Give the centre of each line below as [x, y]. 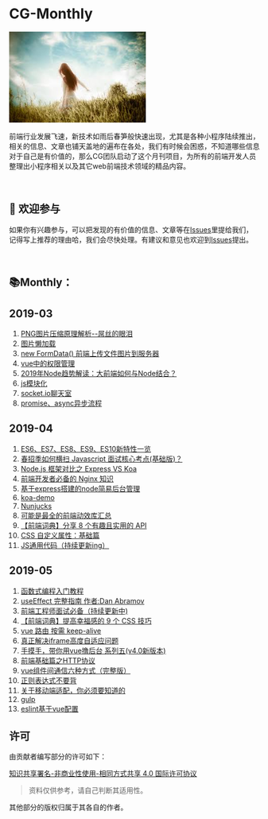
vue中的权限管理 [48, 363]
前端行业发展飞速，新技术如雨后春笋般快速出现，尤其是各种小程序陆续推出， [134, 136]
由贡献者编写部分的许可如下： [58, 757]
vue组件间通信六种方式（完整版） [76, 670]
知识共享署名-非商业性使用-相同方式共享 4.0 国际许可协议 [103, 774]
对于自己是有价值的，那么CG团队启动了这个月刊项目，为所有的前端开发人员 [133, 156]
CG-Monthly [51, 14]
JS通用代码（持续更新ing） [65, 545]
